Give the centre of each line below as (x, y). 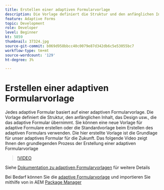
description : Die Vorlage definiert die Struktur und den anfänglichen (79, 14)
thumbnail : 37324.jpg (27, 42)
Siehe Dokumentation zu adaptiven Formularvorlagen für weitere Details (78, 167)
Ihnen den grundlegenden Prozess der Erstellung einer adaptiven (71, 143)
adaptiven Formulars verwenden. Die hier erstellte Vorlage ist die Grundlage (81, 133)
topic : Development (25, 23)
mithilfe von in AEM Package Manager (43, 182)
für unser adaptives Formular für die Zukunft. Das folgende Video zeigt (76, 138)
